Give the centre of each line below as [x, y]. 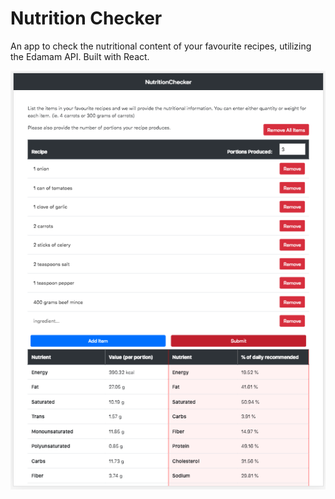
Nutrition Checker [86, 18]
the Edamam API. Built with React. [80, 56]
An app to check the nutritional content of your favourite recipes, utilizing [161, 46]
